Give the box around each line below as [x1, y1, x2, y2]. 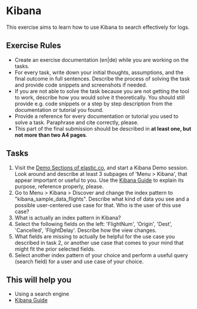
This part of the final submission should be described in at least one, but [14, 125, 192, 132]
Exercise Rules [6, 41, 62, 51]
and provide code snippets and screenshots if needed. [14, 81, 148, 88]
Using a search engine [14, 290, 69, 298]
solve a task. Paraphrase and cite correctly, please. [14, 119, 139, 126]
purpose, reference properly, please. [14, 182, 104, 190]
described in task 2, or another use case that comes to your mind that [14, 239, 184, 246]
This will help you [6, 275, 72, 285]
